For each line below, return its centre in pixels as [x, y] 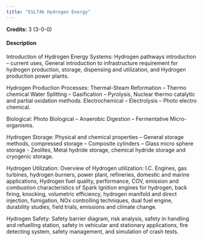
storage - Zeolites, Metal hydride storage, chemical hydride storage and [96, 150]
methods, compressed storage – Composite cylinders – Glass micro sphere [100, 143]
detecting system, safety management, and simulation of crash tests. [92, 231]
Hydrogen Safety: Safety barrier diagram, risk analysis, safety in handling [98, 219]
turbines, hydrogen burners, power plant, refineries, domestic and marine [98, 174]
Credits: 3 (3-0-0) [29, 29]
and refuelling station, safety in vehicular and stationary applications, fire [97, 225]
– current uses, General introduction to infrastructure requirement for [92, 63]
